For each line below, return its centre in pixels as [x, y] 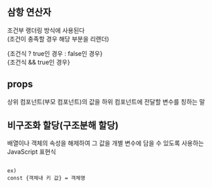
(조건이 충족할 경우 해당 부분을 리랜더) [58, 39]
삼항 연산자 [29, 12]
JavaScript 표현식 [32, 152]
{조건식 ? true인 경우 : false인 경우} [55, 53]
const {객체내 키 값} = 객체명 [46, 178]
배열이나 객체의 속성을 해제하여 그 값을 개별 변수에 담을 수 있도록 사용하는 [106, 143]
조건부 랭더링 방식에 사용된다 [46, 30]
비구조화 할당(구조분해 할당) [63, 126]
